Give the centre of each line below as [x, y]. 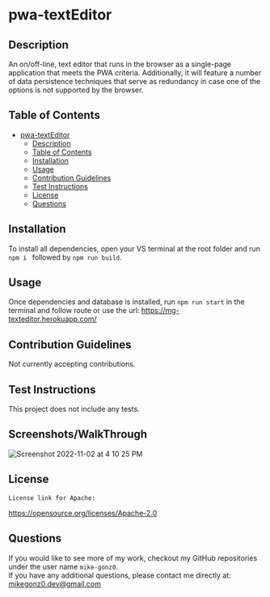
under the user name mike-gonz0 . [63, 566]
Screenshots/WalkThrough [78, 434]
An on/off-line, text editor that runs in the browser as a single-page [120, 64]
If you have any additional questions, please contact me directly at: [120, 575]
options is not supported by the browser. [76, 90]
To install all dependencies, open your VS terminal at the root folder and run [135, 248]
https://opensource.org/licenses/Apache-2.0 [83, 513]
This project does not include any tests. [74, 409]
